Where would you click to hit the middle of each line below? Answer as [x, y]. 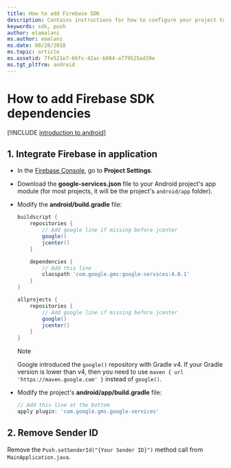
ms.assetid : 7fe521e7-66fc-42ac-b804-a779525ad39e [81, 58]
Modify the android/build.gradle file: [69, 204]
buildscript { [37, 217]
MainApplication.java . [39, 457]
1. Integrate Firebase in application [82, 154]
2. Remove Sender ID [53, 433]
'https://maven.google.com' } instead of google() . [89, 379]
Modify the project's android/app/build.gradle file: [89, 392]
